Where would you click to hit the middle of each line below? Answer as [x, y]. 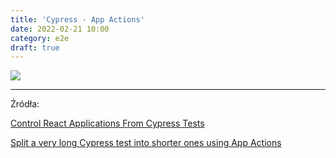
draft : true [35, 47]
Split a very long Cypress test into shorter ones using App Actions [146, 143]
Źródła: [25, 104]
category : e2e [40, 38]
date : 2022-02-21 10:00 [60, 29]
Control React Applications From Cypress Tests [107, 123]
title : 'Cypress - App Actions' [77, 19]
